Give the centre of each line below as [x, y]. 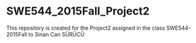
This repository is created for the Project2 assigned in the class [86, 28]
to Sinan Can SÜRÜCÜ [57, 34]
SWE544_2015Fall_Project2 [78, 11]
